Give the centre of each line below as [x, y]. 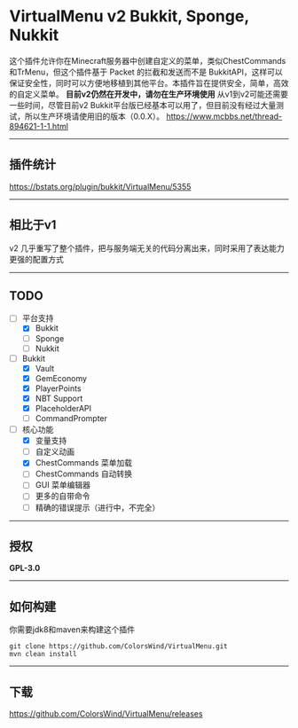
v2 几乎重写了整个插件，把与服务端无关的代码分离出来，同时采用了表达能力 [147, 248]
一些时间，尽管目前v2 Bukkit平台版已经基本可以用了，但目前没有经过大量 [143, 105]
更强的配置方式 [36, 259]
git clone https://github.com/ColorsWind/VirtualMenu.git [118, 646]
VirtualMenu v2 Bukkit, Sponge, [129, 16]
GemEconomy [61, 378]
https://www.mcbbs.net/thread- [224, 116]
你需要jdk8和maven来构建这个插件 [72, 630]
